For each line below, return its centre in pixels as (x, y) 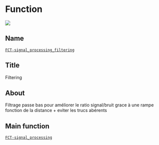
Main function (27, 126)
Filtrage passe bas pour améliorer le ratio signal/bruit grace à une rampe (79, 105)
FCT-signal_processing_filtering (40, 50)
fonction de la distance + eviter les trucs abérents (56, 110)
